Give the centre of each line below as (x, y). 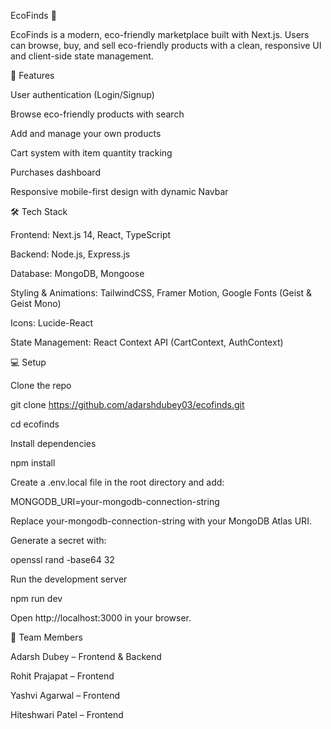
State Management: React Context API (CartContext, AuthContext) (147, 342)
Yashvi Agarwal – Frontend (65, 695)
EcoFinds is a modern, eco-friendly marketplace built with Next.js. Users (160, 34)
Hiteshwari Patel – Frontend (67, 714)
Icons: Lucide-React (52, 323)
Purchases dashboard (55, 172)
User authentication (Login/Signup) (82, 94)
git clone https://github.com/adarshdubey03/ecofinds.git (127, 404)
